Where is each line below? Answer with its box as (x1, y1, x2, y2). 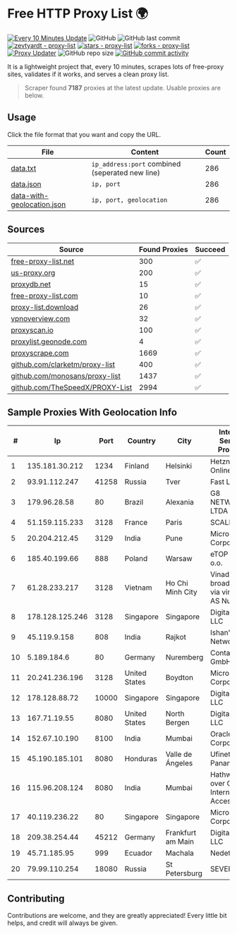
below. (24, 91, 44, 99)
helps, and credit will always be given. (7, 918, 118, 928)
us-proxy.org (11, 267, 56, 277)
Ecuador (124, 848, 153, 858)
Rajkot (165, 632, 187, 642)
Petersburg (165, 868, 203, 878)
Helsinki (165, 461, 193, 471)
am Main (165, 837, 194, 847)
